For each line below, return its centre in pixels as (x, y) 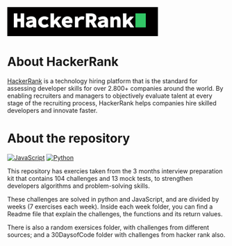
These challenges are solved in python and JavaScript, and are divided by (113, 199)
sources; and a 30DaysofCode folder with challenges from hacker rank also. (116, 234)
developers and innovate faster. (52, 110)
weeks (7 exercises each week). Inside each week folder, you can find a (110, 207)
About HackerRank (63, 62)
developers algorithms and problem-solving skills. (79, 186)
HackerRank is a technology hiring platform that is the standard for (102, 81)
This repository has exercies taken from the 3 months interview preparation (115, 171)
